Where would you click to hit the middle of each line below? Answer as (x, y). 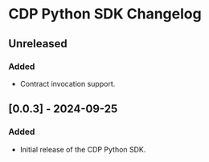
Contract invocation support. (68, 83)
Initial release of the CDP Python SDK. (83, 149)
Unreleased (38, 44)
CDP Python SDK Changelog (105, 14)
